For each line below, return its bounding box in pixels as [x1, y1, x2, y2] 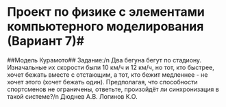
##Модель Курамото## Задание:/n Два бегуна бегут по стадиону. [7, 56, 202, 64]
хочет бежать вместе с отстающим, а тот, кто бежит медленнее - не [7, 70, 208, 79]
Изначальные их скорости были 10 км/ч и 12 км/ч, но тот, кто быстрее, [7, 63, 214, 71]
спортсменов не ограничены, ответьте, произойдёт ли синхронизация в [7, 85, 219, 93]
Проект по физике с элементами [7, 4, 205, 20]
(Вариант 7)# [7, 34, 84, 49]
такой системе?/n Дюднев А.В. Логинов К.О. [7, 92, 138, 100]
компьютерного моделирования [7, 19, 204, 34]
